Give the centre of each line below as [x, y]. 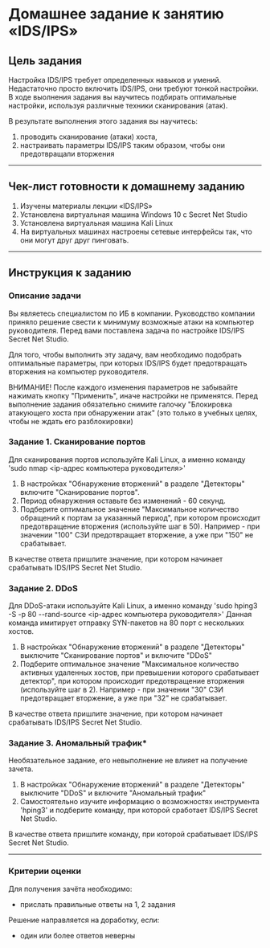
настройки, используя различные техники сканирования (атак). [118, 106]
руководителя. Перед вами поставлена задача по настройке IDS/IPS [127, 330]
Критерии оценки [45, 871]
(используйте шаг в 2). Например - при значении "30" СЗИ [121, 690]
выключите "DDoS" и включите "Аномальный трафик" [113, 793]
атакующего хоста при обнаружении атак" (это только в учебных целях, [133, 413]
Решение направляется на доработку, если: [84, 920]
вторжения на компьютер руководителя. [78, 371]
